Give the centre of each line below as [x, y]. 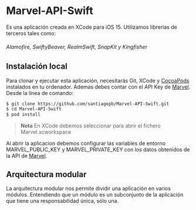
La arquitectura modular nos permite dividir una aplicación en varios [89, 188]
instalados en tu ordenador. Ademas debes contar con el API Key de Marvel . [98, 87]
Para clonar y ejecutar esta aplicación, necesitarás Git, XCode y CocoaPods [98, 80]
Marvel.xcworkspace [46, 132]
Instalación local [37, 67]
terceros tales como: [31, 33]
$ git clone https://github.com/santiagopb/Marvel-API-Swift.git [87, 104]
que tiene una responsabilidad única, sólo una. [62, 201]
